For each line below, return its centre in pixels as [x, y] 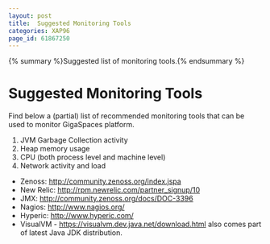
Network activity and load [63, 166]
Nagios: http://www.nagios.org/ [72, 207]
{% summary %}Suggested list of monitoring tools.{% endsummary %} [127, 61]
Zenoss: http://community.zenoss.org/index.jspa [100, 181]
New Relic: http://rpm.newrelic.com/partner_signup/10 [110, 190]
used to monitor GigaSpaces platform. [71, 125]
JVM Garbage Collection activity [74, 140]
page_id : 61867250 [39, 38]
